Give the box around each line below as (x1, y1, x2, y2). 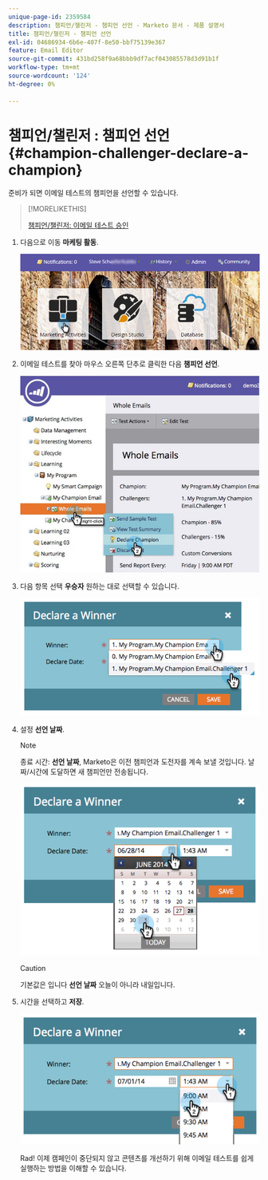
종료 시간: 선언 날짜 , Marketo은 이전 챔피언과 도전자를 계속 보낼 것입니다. (19, 757, 246, 767)
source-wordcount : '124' (8, 72, 91, 80)
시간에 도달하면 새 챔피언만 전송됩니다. (29, 767, 149, 777)
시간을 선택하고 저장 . (19, 997, 85, 1007)
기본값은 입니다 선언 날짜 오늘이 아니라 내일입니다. (19, 980, 175, 989)
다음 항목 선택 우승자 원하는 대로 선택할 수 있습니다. (19, 582, 179, 591)
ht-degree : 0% (8, 80, 56, 88)
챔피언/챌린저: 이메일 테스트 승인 (27, 220, 129, 231)
